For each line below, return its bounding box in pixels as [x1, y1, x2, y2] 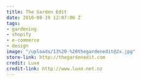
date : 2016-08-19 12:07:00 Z [6, 15, 81, 21]
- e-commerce [6, 37, 40, 43]
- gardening [6, 26, 37, 32]
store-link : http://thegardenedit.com [6, 54, 105, 60]
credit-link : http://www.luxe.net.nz [6, 65, 103, 72]
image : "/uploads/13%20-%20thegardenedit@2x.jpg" [6, 49, 136, 55]
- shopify [6, 32, 32, 38]
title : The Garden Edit [6, 9, 67, 15]
